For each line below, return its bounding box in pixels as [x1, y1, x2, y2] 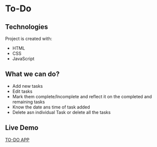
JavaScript [12, 56, 35, 62]
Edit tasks [12, 88, 33, 94]
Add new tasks [12, 83, 43, 89]
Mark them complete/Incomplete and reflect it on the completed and [12, 93, 152, 99]
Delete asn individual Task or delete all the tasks [12, 109, 111, 115]
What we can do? [5, 70, 60, 78]
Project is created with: [5, 36, 52, 41]
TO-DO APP [5, 137, 30, 143]
